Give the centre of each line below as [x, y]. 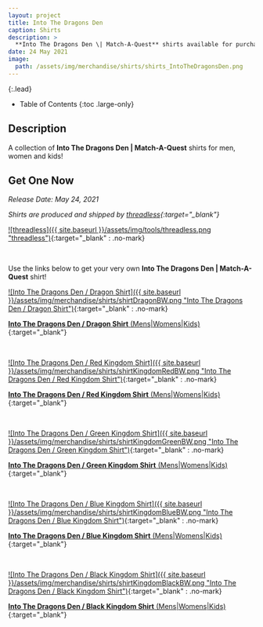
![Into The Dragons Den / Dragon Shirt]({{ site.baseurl [95, 292]
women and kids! [36, 156]
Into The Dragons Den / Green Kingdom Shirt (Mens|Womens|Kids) [118, 465]
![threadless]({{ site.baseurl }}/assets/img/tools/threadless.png [110, 230]
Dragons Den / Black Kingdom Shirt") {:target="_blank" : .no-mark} [115, 591]
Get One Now [41, 180]
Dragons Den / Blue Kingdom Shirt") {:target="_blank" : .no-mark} [113, 521]
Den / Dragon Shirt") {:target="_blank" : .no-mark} [88, 309]
